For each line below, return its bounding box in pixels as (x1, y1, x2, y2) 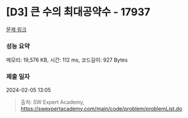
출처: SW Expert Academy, (20, 98, 85, 106)
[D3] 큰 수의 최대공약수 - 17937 (6, 5, 151, 19)
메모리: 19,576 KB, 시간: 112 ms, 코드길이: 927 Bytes (6, 56, 128, 63)
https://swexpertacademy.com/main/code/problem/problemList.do (20, 105, 183, 112)
